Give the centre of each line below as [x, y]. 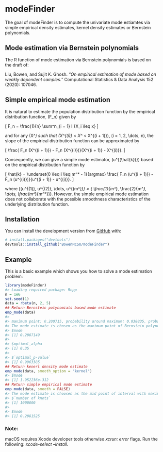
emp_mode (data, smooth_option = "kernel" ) [49, 371]
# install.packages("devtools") [38, 240]
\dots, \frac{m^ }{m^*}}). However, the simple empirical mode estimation [77, 194]
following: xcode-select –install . [37, 444]
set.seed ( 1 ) [17, 299]
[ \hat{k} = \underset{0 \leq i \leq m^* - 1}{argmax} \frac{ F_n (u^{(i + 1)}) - [79, 174]
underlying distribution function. [37, 204]
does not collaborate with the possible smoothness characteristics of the [78, 199]
